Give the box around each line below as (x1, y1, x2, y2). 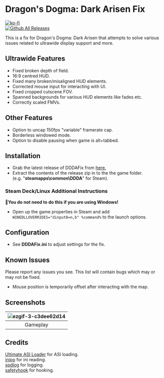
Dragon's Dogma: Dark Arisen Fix (5, 3, 145, 15)
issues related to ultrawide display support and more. (5, 40, 114, 46)
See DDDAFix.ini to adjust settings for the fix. (12, 242, 106, 248)
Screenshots (5, 298, 46, 307)
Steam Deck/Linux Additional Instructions (5, 188, 108, 194)
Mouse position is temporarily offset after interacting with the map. (12, 284, 149, 290)
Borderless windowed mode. (12, 132, 71, 138)
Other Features (5, 114, 53, 122)
